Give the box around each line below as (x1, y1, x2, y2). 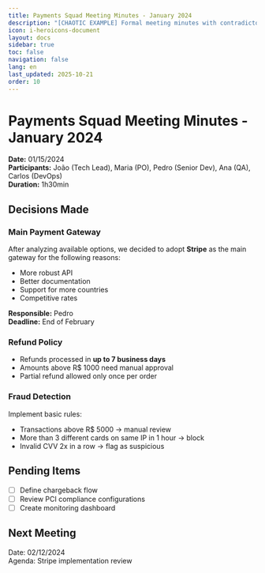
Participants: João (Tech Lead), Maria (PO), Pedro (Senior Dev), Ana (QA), (8, 163, 251, 172)
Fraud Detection (8, 391, 71, 402)
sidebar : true (8, 41, 55, 49)
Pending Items (8, 464, 81, 478)
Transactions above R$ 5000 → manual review (19, 424, 172, 434)
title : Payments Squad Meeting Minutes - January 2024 (8, 11, 192, 20)
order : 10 (8, 77, 41, 85)
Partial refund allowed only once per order (19, 371, 158, 381)
